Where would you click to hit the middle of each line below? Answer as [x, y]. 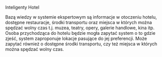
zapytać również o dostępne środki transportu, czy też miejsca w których [81, 44]
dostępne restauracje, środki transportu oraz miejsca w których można [79, 22]
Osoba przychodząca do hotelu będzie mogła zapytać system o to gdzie [80, 33]
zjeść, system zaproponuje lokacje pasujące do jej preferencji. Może [76, 38]
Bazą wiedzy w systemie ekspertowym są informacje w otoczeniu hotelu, [81, 17]
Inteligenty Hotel [22, 7]
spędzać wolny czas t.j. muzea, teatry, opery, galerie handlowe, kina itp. [80, 28]
